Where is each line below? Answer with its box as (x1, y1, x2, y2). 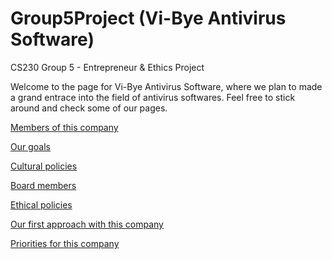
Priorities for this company (10, 237, 120, 249)
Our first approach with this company (10, 218, 164, 230)
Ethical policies (10, 198, 73, 211)
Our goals (10, 140, 51, 152)
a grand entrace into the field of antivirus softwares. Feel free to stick (10, 91, 296, 103)
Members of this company (10, 121, 119, 133)
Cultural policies (10, 160, 78, 172)
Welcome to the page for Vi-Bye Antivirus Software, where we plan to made (10, 80, 323, 92)
